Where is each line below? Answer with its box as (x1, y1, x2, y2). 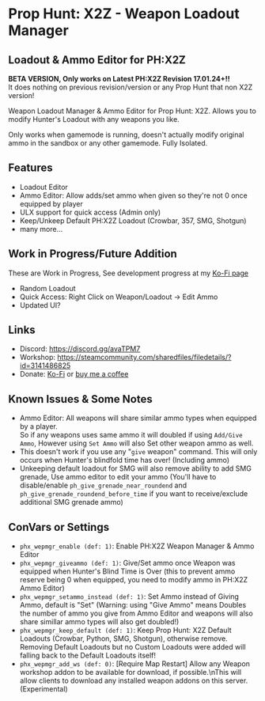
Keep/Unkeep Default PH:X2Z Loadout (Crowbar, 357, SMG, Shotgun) (19, 215, 247, 225)
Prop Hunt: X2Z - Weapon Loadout (8, 5, 240, 23)
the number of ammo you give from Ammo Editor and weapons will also (19, 608, 253, 618)
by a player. (19, 422, 58, 431)
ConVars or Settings (8, 520, 109, 534)
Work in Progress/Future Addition (8, 247, 178, 261)
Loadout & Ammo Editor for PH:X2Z (8, 53, 186, 66)
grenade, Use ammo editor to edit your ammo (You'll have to (19, 472, 217, 482)
